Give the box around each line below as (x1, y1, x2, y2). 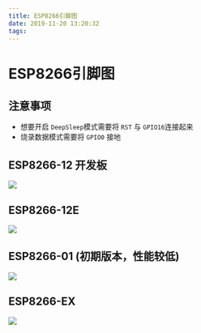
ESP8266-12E (8, 203, 79, 217)
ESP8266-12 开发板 (8, 158, 108, 172)
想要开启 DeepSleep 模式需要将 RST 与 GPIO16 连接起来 (19, 122, 194, 132)
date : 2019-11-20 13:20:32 (8, 19, 100, 28)
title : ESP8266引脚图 (8, 11, 78, 20)
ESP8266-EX (8, 295, 76, 309)
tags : (8, 27, 27, 35)
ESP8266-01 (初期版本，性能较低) (8, 250, 180, 263)
